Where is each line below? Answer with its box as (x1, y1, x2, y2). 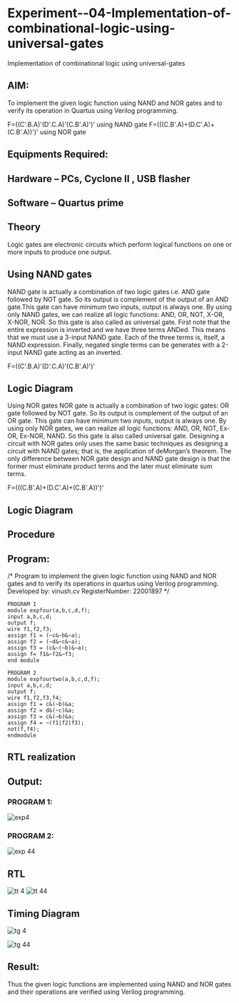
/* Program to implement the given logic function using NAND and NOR (7, 571, 217, 580)
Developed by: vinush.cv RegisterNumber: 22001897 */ (7, 587, 170, 595)
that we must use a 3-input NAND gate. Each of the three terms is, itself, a (7, 333, 225, 341)
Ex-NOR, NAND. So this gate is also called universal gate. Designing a (19, 432, 225, 440)
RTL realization (7, 751, 76, 763)
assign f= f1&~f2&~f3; (7, 650, 75, 657)
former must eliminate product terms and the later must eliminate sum (7, 462, 213, 470)
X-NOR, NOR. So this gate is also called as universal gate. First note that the (7, 318, 230, 326)
